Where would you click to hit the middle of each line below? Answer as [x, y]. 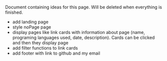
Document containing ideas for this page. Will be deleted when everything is [83, 7]
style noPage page [32, 27]
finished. [14, 12]
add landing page [30, 22]
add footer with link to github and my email [56, 53]
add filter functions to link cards [45, 48]
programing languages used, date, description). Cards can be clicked [83, 37]
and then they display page [40, 43]
